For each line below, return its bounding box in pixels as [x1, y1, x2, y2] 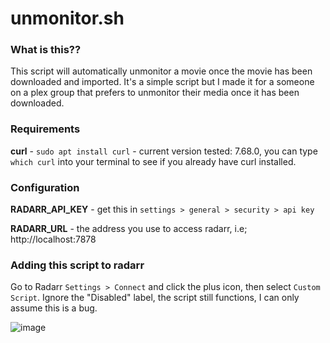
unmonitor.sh [10, 7, 125, 30]
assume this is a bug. [10, 302, 98, 314]
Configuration [10, 180, 80, 194]
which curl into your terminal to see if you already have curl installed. [10, 155, 297, 167]
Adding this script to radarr [10, 258, 145, 272]
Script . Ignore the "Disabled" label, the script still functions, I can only [10, 292, 300, 304]
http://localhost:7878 [10, 233, 97, 246]
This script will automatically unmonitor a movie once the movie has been [10, 65, 313, 77]
